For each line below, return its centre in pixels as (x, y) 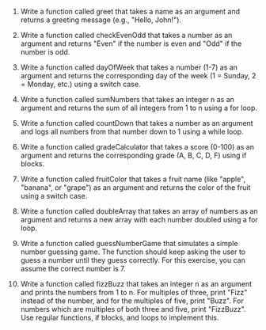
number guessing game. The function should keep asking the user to (133, 252)
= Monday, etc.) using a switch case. (80, 84)
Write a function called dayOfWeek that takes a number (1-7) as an (129, 67)
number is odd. (45, 52)
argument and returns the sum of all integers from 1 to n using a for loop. (139, 108)
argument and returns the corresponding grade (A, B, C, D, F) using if (133, 155)
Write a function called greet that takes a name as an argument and (130, 11)
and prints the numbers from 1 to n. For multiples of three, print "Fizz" (134, 292)
